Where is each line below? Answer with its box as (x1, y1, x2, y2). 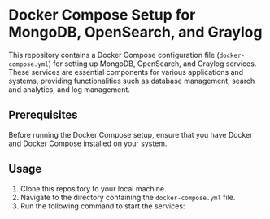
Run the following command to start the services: (20, 201, 185, 211)
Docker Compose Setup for (8, 6, 196, 24)
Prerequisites (8, 108, 78, 122)
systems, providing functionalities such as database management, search (8, 76, 255, 85)
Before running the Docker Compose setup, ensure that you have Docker (8, 129, 253, 139)
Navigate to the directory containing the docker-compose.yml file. (20, 192, 236, 202)
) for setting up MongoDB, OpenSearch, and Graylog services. (48, 59, 257, 68)
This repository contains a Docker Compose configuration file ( (8, 50, 220, 59)
